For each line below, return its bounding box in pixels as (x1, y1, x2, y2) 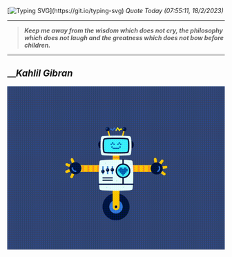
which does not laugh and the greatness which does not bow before (23, 34, 224, 41)
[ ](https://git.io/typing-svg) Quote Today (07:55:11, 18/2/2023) (7, 7, 224, 15)
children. (23, 41, 51, 49)
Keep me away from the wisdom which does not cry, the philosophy (23, 26, 223, 35)
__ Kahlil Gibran (7, 68, 73, 79)
